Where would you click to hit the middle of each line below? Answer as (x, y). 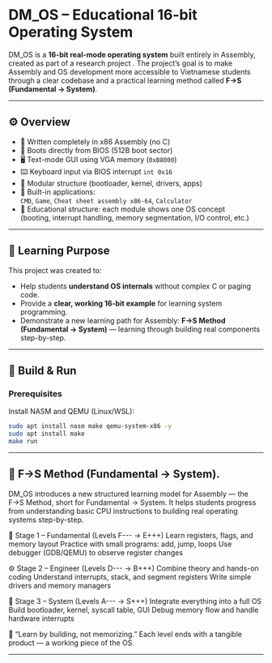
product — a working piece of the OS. (72, 643)
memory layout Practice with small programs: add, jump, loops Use (120, 544)
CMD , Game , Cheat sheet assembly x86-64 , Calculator (106, 200)
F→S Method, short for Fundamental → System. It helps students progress (132, 502)
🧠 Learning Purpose (59, 251)
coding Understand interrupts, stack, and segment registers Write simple (130, 576)
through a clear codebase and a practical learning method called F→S (125, 80)
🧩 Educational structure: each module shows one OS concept (122, 209)
